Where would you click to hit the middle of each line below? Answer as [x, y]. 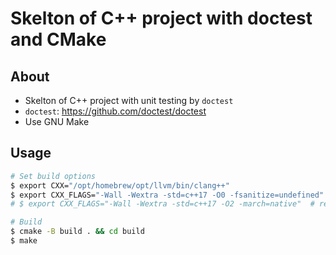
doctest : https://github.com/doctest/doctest [115, 111]
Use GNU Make [57, 121]
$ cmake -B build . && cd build [77, 232]
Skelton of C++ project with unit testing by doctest [129, 100]
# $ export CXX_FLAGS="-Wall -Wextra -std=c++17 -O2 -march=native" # [162, 204]
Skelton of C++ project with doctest [161, 18]
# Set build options [53, 176]
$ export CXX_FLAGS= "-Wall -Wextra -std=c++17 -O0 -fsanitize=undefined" [167, 195]
